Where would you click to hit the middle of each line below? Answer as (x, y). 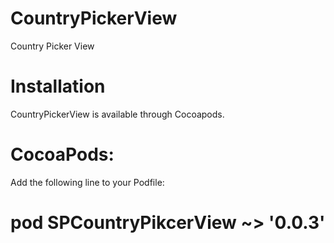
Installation (58, 86)
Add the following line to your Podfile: (87, 182)
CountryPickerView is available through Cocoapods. (117, 114)
